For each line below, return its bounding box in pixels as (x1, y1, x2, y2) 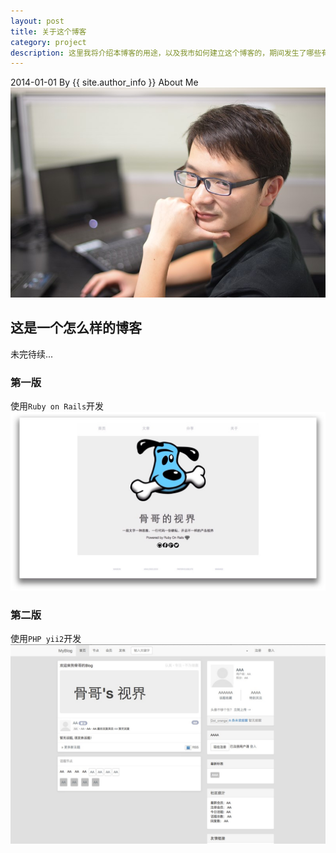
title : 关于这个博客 (10, 26, 87, 37)
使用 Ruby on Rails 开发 (10, 400, 105, 412)
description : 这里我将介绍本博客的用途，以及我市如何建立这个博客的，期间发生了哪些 (10, 48, 322, 58)
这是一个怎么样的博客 (10, 320, 142, 337)
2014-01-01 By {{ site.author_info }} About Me (10, 76, 199, 89)
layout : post (10, 16, 65, 26)
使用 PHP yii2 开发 (10, 632, 82, 644)
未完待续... (10, 348, 54, 360)
